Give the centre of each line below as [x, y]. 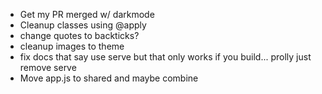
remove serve [48, 67]
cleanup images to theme [72, 46]
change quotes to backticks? [79, 35]
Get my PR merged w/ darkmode [87, 14]
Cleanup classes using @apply [83, 25]
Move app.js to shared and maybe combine [109, 78]
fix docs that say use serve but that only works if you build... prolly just [165, 57]
